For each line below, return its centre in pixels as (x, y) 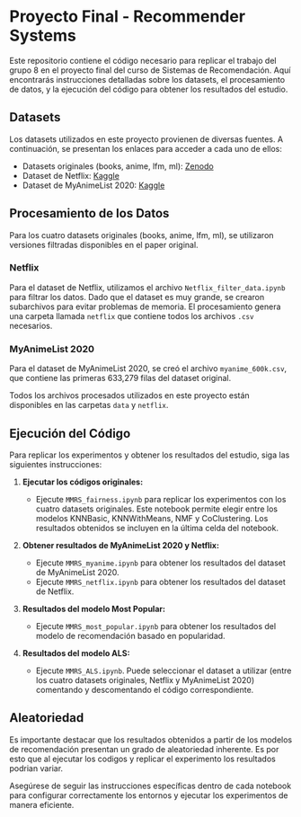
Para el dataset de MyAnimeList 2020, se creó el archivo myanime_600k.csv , (148, 369)
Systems (43, 36)
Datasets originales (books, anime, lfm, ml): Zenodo (118, 166)
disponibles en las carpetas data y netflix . (89, 405)
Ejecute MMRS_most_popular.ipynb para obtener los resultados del (156, 626)
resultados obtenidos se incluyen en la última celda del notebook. (157, 528)
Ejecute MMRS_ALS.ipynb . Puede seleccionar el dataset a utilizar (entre (164, 670)
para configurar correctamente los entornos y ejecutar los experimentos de (149, 795)
